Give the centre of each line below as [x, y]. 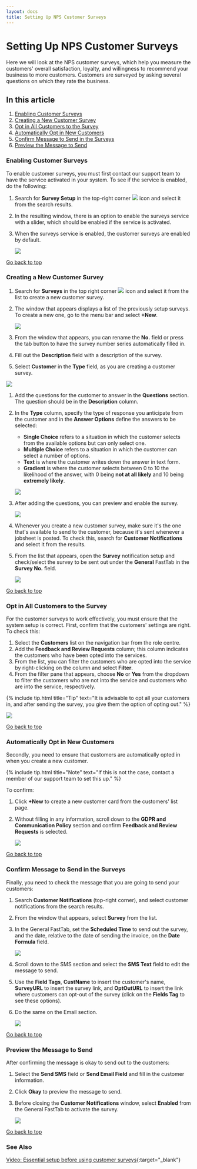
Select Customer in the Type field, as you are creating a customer [95, 366]
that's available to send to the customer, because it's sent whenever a [99, 531]
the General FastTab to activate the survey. [66, 1109]
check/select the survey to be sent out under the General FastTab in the [102, 562]
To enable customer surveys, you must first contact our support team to [93, 173]
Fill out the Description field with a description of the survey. [88, 355]
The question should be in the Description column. [76, 401]
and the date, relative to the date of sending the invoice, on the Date [97, 935]
